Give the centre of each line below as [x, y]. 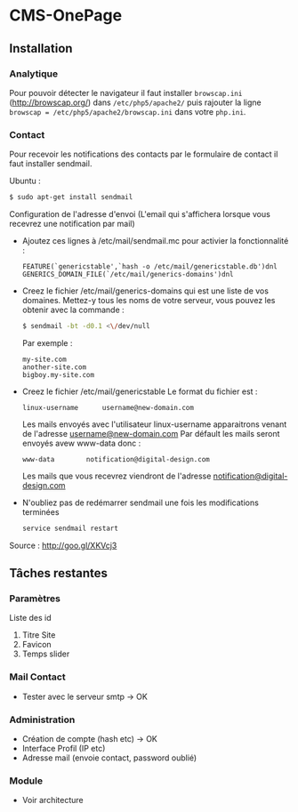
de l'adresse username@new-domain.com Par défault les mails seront [151, 433]
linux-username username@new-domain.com [108, 407]
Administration [42, 720]
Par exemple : [47, 342]
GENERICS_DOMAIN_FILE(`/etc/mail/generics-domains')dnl [128, 275]
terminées [40, 511]
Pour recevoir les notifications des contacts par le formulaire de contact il [144, 154]
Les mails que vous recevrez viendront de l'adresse [117, 476]
